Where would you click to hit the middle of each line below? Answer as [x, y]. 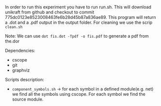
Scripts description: [25, 80]
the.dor [12, 41]
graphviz [21, 70]
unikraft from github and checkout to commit [50, 12]
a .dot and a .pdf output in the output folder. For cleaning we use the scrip [79, 22]
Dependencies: [20, 51]
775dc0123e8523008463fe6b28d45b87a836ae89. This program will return [80, 17]
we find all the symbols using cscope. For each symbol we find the [79, 94]
